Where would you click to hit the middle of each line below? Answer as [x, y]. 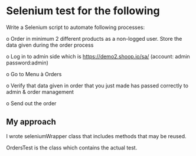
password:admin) [27, 63]
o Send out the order [31, 103]
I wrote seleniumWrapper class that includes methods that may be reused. [97, 136]
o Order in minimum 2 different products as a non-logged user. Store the [94, 38]
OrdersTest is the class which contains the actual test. [72, 147]
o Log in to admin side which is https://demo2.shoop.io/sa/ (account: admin [98, 56]
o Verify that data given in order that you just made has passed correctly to [97, 85]
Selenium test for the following [83, 11]
